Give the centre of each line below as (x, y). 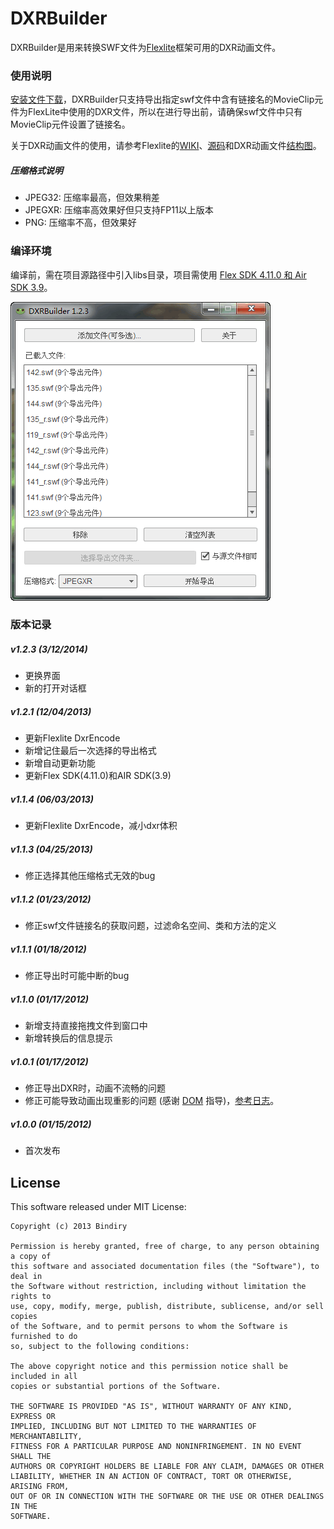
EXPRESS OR (33, 1416)
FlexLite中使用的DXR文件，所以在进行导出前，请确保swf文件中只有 (165, 112)
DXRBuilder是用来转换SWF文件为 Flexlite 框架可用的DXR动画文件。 (146, 47)
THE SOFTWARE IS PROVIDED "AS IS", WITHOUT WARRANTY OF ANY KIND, (151, 1406)
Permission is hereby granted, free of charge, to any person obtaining (165, 1246)
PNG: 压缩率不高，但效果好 (80, 223)
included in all (44, 1376)
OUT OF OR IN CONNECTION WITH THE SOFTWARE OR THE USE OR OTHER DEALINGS (167, 1496)
